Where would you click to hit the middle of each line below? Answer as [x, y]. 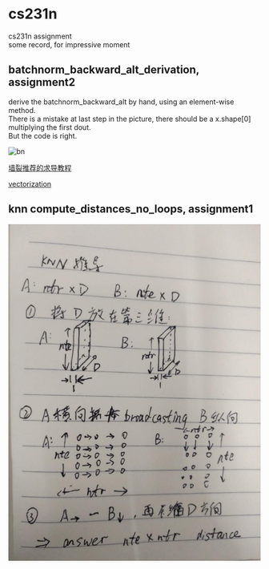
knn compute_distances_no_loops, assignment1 [131, 209]
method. [22, 110]
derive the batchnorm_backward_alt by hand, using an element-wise [121, 102]
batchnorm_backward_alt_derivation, [104, 70]
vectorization [30, 184]
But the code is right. [43, 135]
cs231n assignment [40, 36]
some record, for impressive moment [69, 44]
